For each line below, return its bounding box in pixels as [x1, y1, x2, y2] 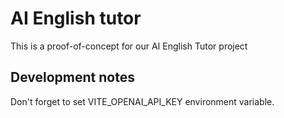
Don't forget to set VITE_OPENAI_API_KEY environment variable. [10, 95, 275, 107]
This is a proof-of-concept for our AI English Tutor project [10, 40, 248, 52]
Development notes [10, 69, 135, 86]
